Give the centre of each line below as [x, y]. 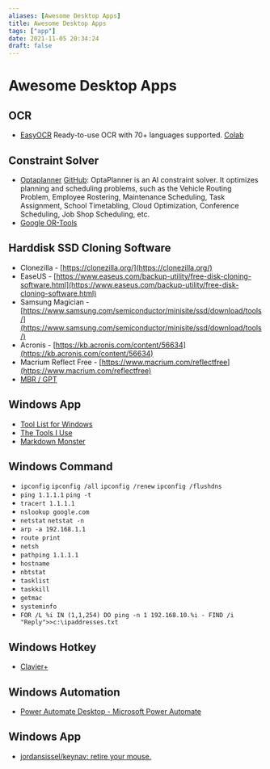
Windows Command [61, 466]
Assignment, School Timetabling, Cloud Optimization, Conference [130, 205]
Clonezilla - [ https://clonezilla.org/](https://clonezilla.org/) [116, 267]
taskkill [35, 590]
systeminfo [38, 607]
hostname [35, 564]
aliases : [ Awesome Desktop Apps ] [65, 16]
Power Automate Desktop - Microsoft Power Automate [111, 711]
